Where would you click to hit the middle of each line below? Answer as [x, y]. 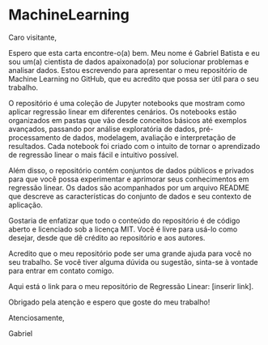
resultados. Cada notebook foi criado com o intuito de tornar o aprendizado [134, 146]
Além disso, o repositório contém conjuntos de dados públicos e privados [131, 170]
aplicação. [26, 205]
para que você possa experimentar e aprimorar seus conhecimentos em [129, 179]
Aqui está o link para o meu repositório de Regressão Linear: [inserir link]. [131, 286]
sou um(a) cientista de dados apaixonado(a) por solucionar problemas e [129, 62]
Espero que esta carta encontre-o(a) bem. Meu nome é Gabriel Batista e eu [134, 53]
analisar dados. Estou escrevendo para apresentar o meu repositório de [128, 70]
